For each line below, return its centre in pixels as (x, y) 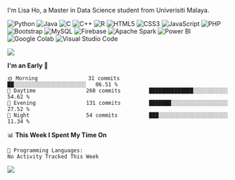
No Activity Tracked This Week (53, 157)
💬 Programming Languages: (45, 150)
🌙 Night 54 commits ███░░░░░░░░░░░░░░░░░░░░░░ (118, 115)
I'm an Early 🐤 (28, 65)
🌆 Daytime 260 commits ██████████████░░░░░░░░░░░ (118, 91)
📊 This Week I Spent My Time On (57, 135)
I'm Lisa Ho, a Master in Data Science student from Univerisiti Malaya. (108, 10)
